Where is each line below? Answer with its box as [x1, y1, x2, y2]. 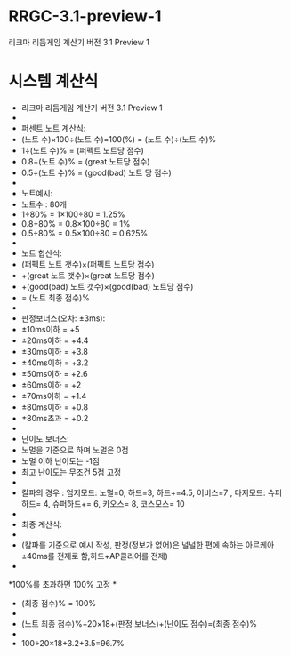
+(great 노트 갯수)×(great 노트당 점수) [20, 269, 155, 281]
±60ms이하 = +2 [20, 380, 82, 390]
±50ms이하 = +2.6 [20, 368, 88, 379]
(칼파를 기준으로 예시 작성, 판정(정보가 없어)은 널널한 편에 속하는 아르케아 [20, 540, 275, 550]
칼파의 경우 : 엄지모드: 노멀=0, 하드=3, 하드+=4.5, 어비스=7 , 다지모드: [20, 487, 266, 498]
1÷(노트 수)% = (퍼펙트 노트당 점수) [20, 145, 144, 156]
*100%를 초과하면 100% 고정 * [8, 579, 117, 589]
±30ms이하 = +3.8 [20, 346, 88, 356]
